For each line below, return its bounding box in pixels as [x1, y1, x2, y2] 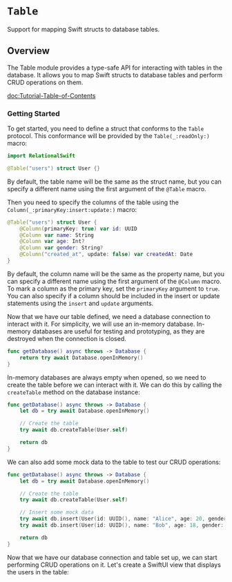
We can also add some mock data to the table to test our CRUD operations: [7, 458, 221, 466]
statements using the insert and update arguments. [7, 299, 154, 307]
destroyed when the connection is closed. [7, 334, 126, 342]
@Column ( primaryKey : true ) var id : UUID [19, 225, 137, 232]
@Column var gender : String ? [19, 244, 104, 251]
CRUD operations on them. [7, 78, 84, 86]
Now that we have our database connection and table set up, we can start [7, 553, 217, 561]
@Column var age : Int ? [19, 238, 85, 245]
